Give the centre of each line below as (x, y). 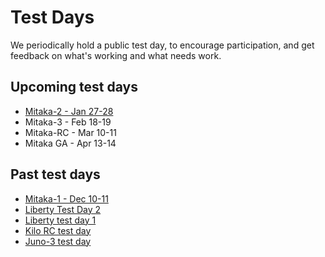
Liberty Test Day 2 (63, 209)
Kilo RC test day (58, 230)
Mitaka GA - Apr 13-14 (70, 143)
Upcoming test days (74, 87)
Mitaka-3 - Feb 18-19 (68, 122)
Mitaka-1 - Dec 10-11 (66, 198)
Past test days (55, 174)
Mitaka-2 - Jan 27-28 (69, 111)
